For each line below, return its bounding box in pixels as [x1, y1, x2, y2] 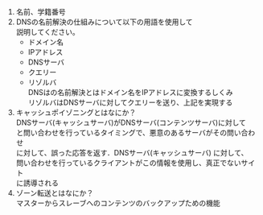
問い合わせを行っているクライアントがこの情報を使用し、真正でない [15, 158, 241, 167]
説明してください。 [15, 27, 80, 36]
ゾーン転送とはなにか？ [15, 188, 94, 197]
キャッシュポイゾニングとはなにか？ [15, 108, 137, 117]
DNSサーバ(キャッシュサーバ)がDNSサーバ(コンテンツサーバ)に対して [15, 118, 247, 127]
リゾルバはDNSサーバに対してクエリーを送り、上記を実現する [27, 97, 233, 107]
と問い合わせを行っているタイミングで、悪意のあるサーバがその [15, 128, 228, 137]
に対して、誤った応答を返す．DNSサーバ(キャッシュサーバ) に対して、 [15, 148, 249, 157]
